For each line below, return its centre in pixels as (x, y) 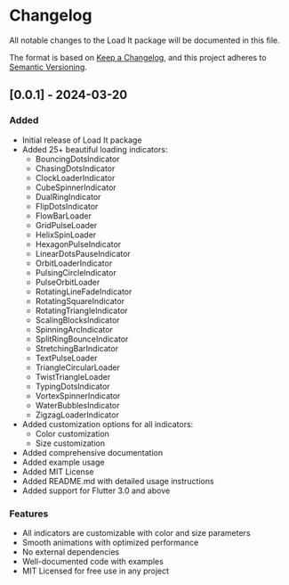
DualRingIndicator (68, 196)
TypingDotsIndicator (72, 386)
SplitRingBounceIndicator (82, 339)
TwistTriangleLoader (73, 376)
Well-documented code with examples (93, 561)
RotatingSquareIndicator (80, 301)
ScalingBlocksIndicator (77, 320)
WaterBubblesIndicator (77, 405)
